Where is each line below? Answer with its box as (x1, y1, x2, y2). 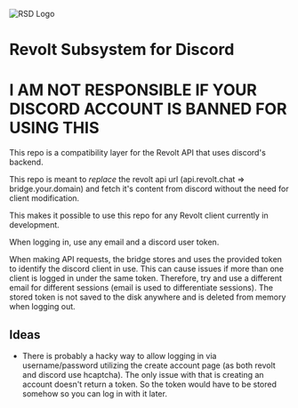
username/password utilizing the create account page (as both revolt (21, 360, 276, 371)
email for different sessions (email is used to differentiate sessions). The (9, 283, 274, 293)
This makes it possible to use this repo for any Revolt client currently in (9, 210, 269, 221)
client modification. (9, 193, 80, 204)
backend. (9, 156, 44, 168)
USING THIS (9, 118, 100, 138)
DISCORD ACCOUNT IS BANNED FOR (9, 99, 287, 119)
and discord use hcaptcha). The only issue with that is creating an (21, 369, 264, 380)
